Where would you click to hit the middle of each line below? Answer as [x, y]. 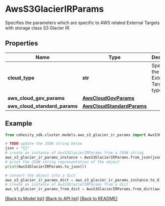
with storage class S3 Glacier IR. [38, 28]
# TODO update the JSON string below [44, 144]
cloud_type [21, 78]
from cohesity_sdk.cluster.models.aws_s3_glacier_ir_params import [76, 135]
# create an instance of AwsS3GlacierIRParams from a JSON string [74, 153]
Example [19, 124]
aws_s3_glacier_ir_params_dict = [39, 180]
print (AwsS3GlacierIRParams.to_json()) [46, 166]
